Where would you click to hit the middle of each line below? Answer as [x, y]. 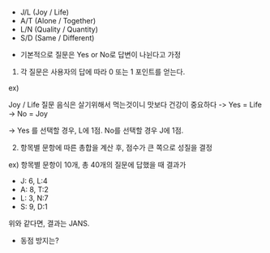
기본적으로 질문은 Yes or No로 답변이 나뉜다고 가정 [100, 55]
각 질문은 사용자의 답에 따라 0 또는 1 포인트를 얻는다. [103, 72]
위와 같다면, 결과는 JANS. [49, 223]
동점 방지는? [39, 241]
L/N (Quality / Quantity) [59, 30]
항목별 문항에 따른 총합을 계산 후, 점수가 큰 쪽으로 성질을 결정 [116, 148]
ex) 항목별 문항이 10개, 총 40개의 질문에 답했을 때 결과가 [97, 165]
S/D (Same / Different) [57, 38]
